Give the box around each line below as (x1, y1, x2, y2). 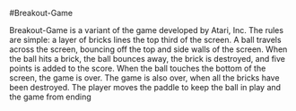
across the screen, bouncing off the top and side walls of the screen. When (9, 44, 288, 55)
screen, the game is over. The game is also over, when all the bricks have (9, 73, 280, 83)
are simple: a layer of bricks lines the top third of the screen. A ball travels (9, 35, 282, 45)
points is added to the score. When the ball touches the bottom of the (9, 63, 266, 73)
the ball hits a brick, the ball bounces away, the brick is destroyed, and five (9, 54, 285, 64)
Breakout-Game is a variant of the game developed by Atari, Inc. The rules (9, 25, 284, 35)
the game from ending (9, 91, 91, 102)
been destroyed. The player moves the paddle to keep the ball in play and (9, 82, 281, 92)
